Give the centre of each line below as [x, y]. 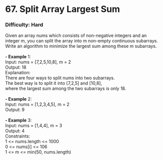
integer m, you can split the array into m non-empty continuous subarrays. [81, 41]
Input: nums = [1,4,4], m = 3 [34, 126]
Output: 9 [15, 110]
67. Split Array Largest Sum [63, 9]
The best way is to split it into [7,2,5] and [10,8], [54, 83]
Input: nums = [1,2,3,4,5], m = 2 [37, 104]
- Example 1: [18, 57]
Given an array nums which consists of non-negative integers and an [76, 35]
